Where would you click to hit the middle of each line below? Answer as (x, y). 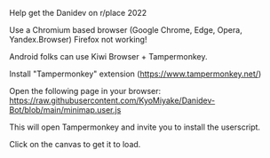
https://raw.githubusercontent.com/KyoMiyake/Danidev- (112, 100)
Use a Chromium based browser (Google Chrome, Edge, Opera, (126, 30)
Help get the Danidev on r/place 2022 (78, 13)
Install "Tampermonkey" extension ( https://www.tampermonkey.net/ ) (135, 74)
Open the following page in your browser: (85, 91)
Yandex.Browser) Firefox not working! (78, 39)
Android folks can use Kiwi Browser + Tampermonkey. (108, 56)
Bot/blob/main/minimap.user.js (65, 110)
